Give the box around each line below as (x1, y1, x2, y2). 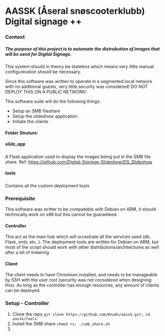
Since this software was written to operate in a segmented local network (5, 79, 153, 84)
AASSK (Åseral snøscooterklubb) (5, 5, 145, 17)
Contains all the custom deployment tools (5, 182, 90, 188)
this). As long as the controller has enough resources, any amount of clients (5, 282, 160, 288)
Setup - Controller (5, 300, 49, 307)
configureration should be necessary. (5, 69, 82, 75)
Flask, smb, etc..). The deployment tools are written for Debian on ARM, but (5, 239, 159, 245)
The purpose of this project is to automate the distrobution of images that (5, 45, 160, 52)
